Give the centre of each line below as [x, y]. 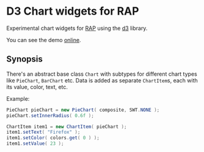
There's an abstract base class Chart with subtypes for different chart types [102, 74]
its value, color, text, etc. [37, 87]
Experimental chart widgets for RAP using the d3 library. [77, 28]
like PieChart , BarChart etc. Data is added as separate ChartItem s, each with [102, 80]
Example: [18, 98]
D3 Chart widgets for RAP [73, 11]
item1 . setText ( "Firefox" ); [43, 132]
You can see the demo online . [44, 40]
